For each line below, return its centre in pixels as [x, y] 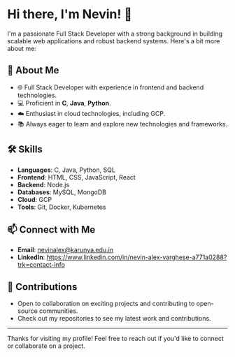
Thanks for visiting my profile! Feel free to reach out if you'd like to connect [115, 339]
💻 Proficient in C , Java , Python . [64, 103]
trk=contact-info [41, 265]
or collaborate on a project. [46, 346]
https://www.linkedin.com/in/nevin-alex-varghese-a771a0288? [137, 257]
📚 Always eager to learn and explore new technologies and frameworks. [122, 124]
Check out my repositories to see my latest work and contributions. [114, 319]
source [28, 311]
